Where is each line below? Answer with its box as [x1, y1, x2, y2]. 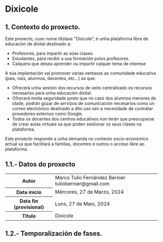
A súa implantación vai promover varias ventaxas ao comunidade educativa [5, 70, 156, 76]
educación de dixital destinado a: [5, 41, 71, 47]
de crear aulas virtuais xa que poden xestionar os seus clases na [12, 121, 142, 127]
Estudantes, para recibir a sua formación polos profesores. [12, 56, 130, 61]
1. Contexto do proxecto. [5, 23, 81, 31]
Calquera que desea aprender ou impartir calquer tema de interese [12, 61, 146, 66]
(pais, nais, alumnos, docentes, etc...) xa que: [5, 76, 96, 81]
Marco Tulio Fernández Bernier [55, 174, 126, 181]
